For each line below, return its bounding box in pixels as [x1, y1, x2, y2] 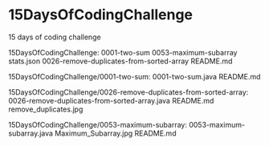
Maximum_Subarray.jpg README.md [55, 128, 177, 138]
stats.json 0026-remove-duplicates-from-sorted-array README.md [8, 56, 233, 66]
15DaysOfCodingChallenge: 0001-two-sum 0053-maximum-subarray [8, 47, 238, 57]
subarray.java [8, 128, 54, 138]
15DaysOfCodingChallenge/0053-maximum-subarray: [8, 120, 187, 129]
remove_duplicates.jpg [8, 104, 84, 114]
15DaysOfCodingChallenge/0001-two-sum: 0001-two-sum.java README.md [8, 71, 261, 81]
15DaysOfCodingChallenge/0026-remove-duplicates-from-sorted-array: [8, 87, 249, 97]
